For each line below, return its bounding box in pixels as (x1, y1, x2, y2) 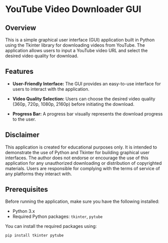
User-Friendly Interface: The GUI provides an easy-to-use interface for (12, 80, 161, 86)
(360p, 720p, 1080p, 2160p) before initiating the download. (12, 101, 134, 107)
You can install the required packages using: (5, 223, 97, 229)
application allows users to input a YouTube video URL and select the (5, 48, 148, 53)
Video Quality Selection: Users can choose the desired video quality (12, 95, 155, 101)
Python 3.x (12, 208, 35, 214)
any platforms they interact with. (5, 171, 72, 177)
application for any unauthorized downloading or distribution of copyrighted (5, 160, 162, 166)
